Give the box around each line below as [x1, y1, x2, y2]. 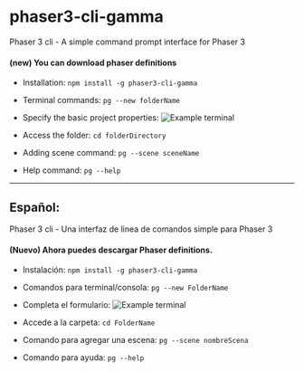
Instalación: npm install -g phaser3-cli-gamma [22, 264, 198, 275]
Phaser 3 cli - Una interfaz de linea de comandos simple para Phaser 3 [9, 224, 273, 234]
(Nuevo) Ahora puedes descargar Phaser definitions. [9, 244, 213, 255]
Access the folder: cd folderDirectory [22, 129, 166, 141]
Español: [9, 199, 61, 215]
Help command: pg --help [22, 165, 121, 176]
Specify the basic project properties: [22, 112, 159, 123]
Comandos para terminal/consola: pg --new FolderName [22, 282, 229, 293]
